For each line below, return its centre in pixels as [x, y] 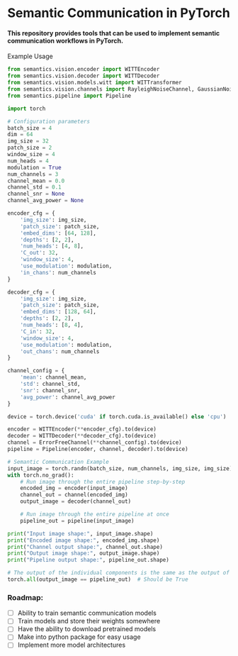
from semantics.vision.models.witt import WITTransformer [95, 83]
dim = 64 [20, 135]
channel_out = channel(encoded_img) [74, 495]
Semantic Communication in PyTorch [119, 13]
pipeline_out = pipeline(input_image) [77, 521]
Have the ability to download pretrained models [87, 629]
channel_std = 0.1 [34, 187]
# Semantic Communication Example [58, 462]
